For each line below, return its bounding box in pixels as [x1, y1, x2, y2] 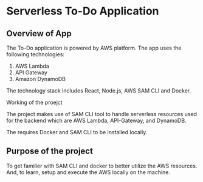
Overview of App [6, 28, 72, 39]
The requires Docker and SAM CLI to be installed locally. [6, 129, 148, 135]
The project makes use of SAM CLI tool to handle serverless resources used [6, 111, 198, 117]
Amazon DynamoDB [15, 76, 66, 82]
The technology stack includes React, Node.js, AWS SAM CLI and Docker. [6, 87, 191, 94]
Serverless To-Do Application [6, 4, 159, 18]
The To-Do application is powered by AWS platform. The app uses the [6, 44, 182, 51]
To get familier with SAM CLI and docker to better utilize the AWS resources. [6, 162, 198, 169]
